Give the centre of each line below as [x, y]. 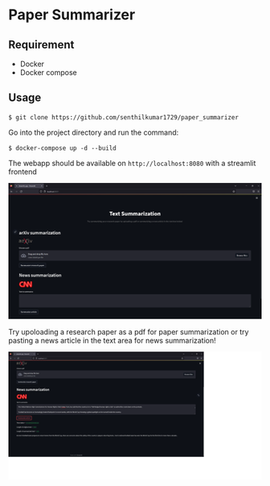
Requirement [41, 45]
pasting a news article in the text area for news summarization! [112, 341]
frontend [23, 172]
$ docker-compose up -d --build [62, 148]
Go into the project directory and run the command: [94, 132]
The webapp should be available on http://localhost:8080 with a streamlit [132, 163]
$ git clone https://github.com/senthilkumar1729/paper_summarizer [124, 117]
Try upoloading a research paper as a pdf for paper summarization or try [129, 332]
